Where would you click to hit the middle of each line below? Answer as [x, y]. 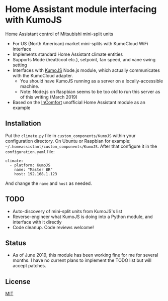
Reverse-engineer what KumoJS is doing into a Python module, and [82, 217]
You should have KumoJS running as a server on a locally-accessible [92, 81]
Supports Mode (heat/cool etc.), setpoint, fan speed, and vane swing [84, 59]
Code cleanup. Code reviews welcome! [53, 227]
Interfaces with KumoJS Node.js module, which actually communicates [86, 70]
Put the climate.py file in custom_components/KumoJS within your [70, 135]
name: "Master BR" [33, 169]
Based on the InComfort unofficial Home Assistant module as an [79, 102]
